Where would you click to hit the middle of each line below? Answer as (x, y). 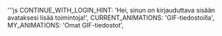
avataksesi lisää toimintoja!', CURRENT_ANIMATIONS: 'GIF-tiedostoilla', (111, 18)
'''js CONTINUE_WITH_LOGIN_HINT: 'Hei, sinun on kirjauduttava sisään (111, 10)
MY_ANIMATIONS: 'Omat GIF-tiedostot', (66, 25)
